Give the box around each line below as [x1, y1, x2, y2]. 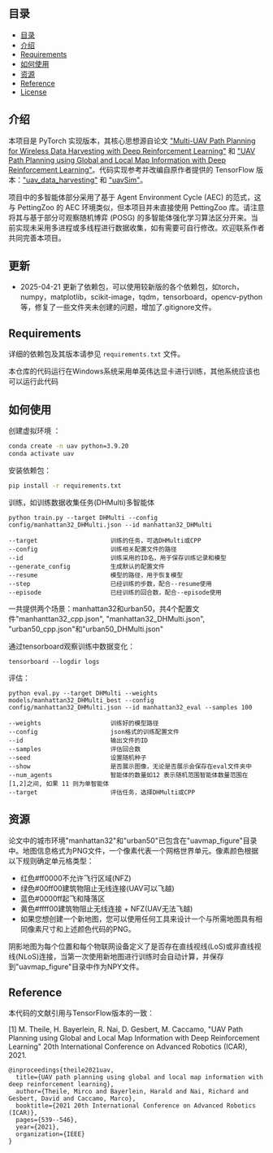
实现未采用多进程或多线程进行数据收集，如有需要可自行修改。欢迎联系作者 [15, 222, 265, 233]
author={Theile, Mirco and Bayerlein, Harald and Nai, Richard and [15, 1088, 249, 1096]
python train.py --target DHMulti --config [8, 513, 158, 522]
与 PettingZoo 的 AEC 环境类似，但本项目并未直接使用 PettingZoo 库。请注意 [8, 202, 265, 212]
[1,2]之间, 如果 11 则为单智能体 [8, 780, 110, 788]
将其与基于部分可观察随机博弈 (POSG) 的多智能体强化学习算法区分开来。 [8, 212, 252, 222]
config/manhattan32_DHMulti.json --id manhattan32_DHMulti [8, 521, 213, 529]
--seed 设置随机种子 [8, 753, 147, 762]
